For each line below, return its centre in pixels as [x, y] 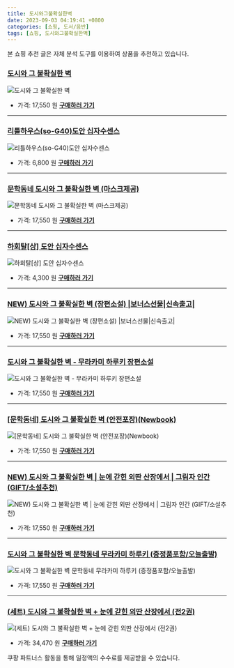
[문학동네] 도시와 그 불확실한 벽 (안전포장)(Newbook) [92, 419]
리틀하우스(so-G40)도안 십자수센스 [64, 131]
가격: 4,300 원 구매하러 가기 [55, 278]
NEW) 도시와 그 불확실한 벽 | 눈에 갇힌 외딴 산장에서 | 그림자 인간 [109, 477]
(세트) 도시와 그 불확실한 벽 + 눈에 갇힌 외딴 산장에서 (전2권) [101, 612]
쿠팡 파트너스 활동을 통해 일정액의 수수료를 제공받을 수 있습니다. [94, 658]
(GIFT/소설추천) [32, 487]
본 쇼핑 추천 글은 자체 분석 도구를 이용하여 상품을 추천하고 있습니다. [98, 54]
